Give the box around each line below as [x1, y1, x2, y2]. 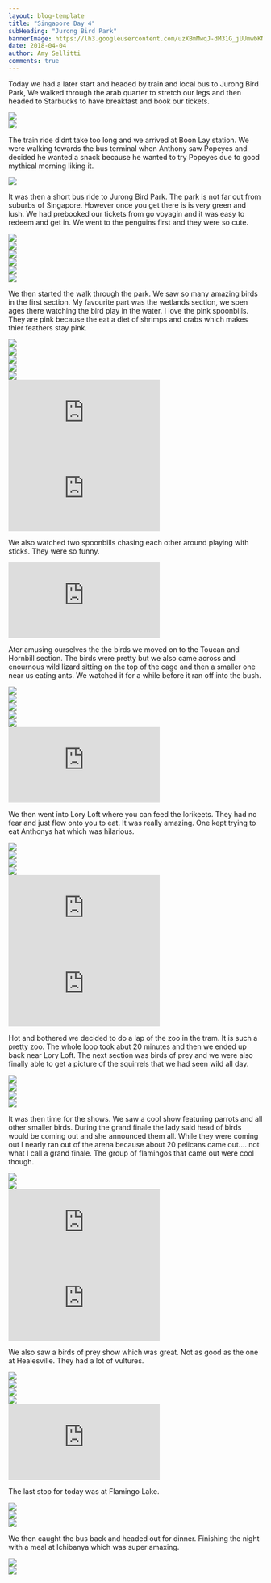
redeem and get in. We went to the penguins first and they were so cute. [8, 217, 248, 227]
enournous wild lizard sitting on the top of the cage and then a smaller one [8, 662, 256, 672]
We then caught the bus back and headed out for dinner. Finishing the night [8, 1533, 260, 1543]
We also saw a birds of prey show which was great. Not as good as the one [8, 1347, 259, 1357]
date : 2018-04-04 [8, 42, 67, 50]
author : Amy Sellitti [8, 49, 81, 57]
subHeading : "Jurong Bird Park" [8, 27, 117, 35]
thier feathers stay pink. [8, 322, 87, 332]
